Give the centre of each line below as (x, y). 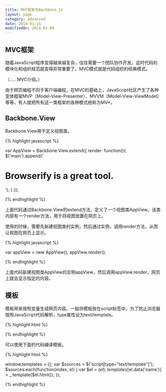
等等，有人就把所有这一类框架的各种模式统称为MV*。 (60, 102)
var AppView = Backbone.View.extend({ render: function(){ (66, 150)
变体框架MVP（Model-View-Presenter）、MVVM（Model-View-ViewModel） (83, 96)
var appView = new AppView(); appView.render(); (56, 252)
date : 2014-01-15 (23, 24)
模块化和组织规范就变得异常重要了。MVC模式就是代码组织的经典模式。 (78, 69)
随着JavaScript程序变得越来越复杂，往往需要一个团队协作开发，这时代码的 (82, 62)
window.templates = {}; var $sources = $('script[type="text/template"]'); (80, 364)
